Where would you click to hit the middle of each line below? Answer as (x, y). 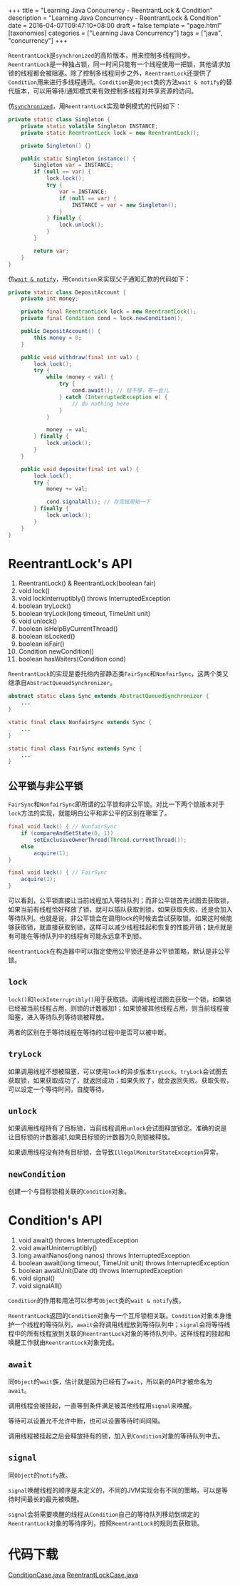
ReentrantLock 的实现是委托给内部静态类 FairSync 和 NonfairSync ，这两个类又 (119, 674)
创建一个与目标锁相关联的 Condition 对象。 (69, 1191)
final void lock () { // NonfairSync (62, 827)
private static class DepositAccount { (67, 292)
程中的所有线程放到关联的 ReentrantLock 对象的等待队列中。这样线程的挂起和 (119, 1334)
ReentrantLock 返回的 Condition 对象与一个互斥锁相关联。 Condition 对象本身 (117, 1316)
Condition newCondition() (56, 652)
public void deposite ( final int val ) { (80, 469)
